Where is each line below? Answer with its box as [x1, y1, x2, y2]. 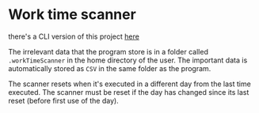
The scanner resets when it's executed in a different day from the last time [8, 79, 251, 89]
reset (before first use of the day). [8, 96, 119, 105]
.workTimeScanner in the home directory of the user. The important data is [8, 55, 248, 65]
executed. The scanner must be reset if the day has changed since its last [8, 87, 249, 96]
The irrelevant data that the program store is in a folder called [8, 47, 208, 56]
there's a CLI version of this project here [8, 32, 140, 41]
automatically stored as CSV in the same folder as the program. [8, 63, 211, 73]
